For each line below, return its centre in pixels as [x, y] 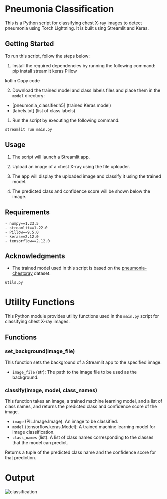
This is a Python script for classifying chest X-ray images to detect [74, 23]
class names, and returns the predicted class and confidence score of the [81, 406]
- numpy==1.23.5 [22, 224]
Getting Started [30, 44]
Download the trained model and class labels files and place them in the [86, 90]
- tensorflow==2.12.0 [28, 241]
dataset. [42, 273]
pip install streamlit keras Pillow [45, 71]
